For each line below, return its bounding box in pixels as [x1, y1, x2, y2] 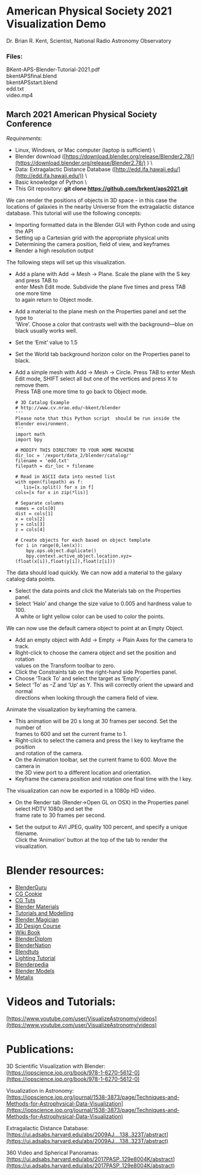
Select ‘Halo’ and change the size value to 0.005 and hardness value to [14, 600, 192, 607]
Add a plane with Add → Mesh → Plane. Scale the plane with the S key [14, 270, 190, 278]
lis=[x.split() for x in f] [23, 484, 94, 490]
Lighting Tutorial [14, 954, 56, 962]
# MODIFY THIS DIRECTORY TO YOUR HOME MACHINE [14, 448, 135, 454]
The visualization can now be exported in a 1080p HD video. [6, 787, 156, 795]
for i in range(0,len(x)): [14, 542, 83, 548]
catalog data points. [6, 576, 56, 583]
